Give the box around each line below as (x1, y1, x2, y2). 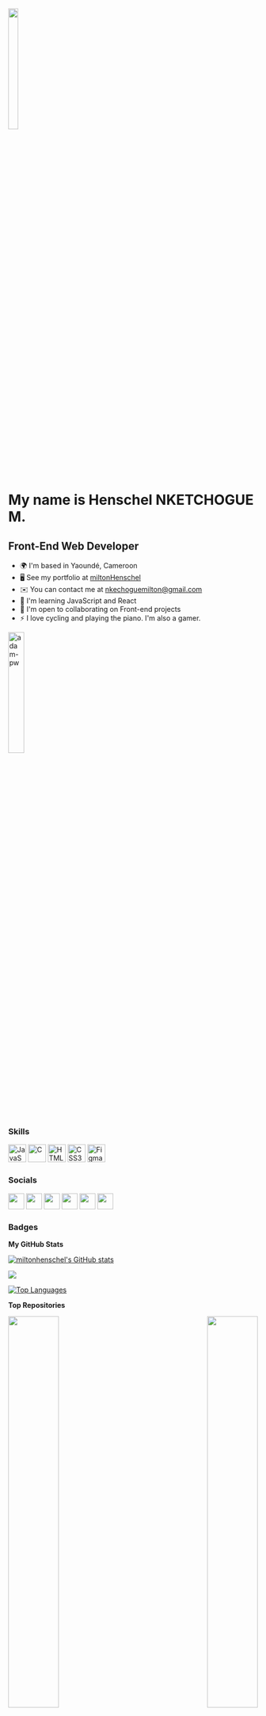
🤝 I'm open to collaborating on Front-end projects (19, 605, 181, 613)
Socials (8, 1175, 37, 1186)
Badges (8, 1221, 38, 1233)
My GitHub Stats (8, 1239, 64, 1248)
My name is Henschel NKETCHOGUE (8, 491, 254, 509)
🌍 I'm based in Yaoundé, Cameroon (19, 561, 138, 570)
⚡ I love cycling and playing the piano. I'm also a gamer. (19, 613, 201, 622)
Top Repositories (8, 1300, 66, 1309)
